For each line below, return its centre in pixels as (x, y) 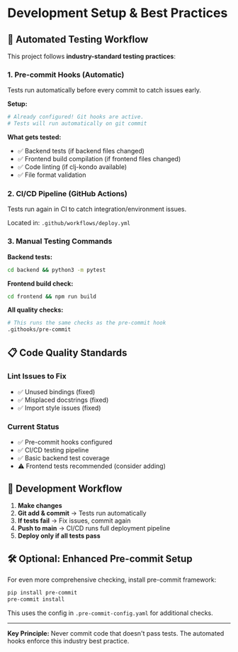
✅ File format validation (52, 175)
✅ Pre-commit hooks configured (65, 442)
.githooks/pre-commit (39, 330)
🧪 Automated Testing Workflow (78, 39)
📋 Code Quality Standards (67, 353)
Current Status (33, 426)
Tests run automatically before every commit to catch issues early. (104, 90)
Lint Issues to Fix (37, 376)
